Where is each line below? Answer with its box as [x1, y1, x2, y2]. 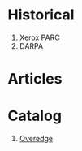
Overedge [19, 134, 54, 144]
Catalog [7, 107, 63, 125]
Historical [7, 6, 75, 24]
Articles [7, 70, 63, 88]
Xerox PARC [19, 32, 60, 42]
